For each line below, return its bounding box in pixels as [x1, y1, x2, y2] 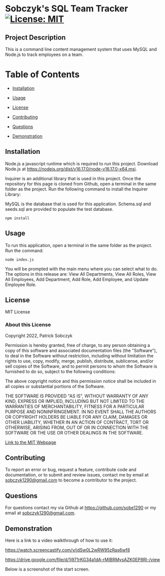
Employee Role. [5, 282, 37, 288]
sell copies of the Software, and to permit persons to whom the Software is [5, 363, 158, 369]
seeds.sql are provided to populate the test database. [5, 206, 114, 212]
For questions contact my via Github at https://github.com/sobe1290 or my [5, 505, 157, 511]
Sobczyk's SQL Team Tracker [5, 3, 128, 14]
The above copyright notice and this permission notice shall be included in [5, 378, 156, 384]
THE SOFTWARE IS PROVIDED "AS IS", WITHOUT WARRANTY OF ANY [5, 393, 149, 399]
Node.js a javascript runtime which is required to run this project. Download [5, 160, 159, 166]
